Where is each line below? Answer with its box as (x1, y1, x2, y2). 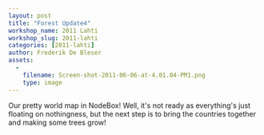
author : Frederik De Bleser (8, 49, 102, 57)
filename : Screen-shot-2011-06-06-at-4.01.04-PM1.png (22, 71, 206, 79)
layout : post (8, 11, 52, 20)
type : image (22, 78, 62, 86)
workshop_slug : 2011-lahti (8, 34, 98, 42)
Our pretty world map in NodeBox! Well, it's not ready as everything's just (8, 101, 250, 110)
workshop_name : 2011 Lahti (8, 26, 98, 34)
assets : (8, 57, 34, 65)
